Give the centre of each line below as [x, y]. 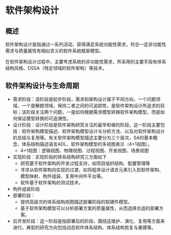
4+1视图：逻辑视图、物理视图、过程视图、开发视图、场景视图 [84, 150]
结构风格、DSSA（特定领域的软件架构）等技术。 [56, 68]
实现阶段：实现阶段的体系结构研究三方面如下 [60, 156]
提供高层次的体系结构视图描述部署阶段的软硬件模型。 [76, 202]
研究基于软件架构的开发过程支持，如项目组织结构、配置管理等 [85, 163]
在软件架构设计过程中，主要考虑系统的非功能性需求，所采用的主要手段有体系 [86, 62]
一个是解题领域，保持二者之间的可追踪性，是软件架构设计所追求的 [91, 105]
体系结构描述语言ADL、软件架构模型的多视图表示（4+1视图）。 [87, 144]
